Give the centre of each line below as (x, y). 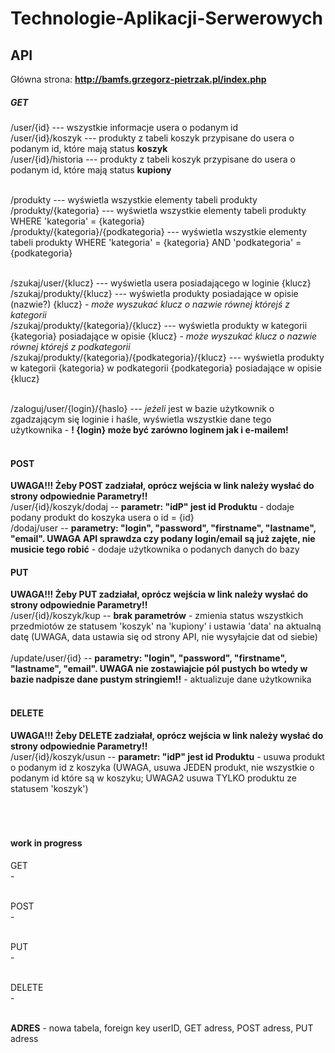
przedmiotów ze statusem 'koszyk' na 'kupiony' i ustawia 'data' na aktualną (166, 626)
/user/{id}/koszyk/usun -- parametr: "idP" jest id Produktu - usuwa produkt (167, 756)
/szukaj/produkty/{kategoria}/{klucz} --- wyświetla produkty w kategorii (159, 325)
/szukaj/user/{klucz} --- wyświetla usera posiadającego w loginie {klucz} (161, 283)
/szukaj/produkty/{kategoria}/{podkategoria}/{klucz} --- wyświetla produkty (167, 357)
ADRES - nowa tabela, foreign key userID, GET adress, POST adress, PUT (162, 1028)
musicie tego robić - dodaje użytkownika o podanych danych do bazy (155, 549)
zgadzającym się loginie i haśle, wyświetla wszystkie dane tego (141, 419)
